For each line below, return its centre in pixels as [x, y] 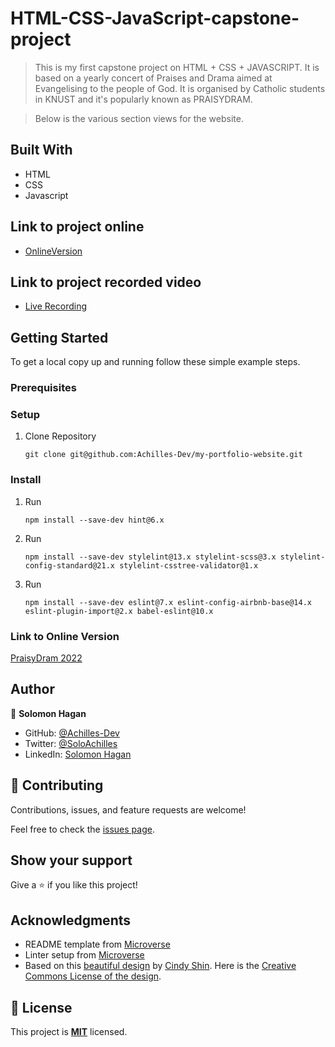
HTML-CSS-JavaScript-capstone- [155, 18]
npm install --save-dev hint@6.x [94, 520]
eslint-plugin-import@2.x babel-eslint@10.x [119, 611]
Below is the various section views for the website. [139, 118]
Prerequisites [43, 388]
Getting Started [59, 337]
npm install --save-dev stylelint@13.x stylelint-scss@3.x [150, 557]
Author [32, 689]
